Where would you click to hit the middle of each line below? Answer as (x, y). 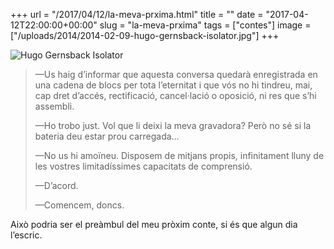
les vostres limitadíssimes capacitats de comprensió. (143, 166)
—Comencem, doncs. (79, 205)
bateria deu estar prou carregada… (107, 136)
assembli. (54, 106)
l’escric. (26, 235)
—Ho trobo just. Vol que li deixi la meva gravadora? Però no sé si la (173, 125)
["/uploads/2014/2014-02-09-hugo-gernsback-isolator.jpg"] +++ (145, 35)
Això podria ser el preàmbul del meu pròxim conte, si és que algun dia (154, 224)
